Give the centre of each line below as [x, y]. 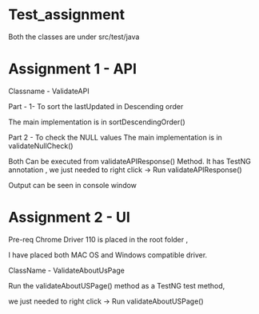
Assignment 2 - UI [69, 218]
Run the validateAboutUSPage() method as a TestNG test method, [117, 285]
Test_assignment [67, 15]
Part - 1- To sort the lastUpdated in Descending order [96, 106]
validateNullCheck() [41, 146]
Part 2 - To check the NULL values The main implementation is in [115, 137]
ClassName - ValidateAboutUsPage [67, 270]
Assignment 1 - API [73, 69]
